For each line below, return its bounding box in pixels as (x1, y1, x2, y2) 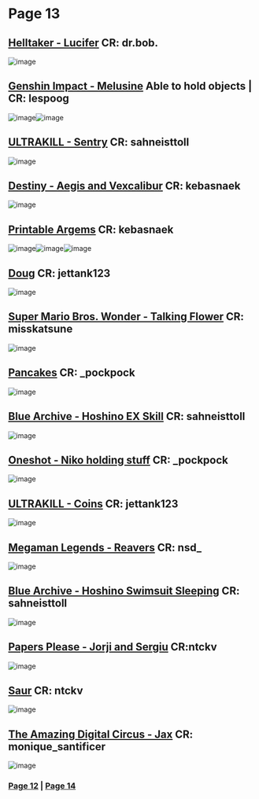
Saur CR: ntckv (8, 683, 83, 697)
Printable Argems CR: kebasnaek (8, 223, 174, 236)
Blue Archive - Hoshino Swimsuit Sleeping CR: (8, 584, 240, 598)
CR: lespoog (8, 92, 69, 105)
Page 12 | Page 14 (8, 780, 76, 791)
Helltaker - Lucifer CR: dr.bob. (8, 36, 159, 50)
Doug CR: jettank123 (8, 267, 111, 280)
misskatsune (8, 322, 73, 336)
